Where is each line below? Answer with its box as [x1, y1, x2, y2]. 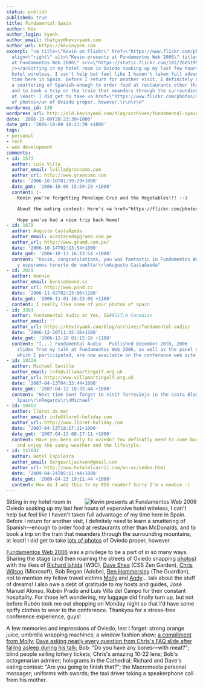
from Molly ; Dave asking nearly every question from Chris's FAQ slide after [6, 638, 192, 645]
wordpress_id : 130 [6, 104, 53, 111]
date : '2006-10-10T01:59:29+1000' [11, 178, 98, 184]
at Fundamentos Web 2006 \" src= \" [11, 59, 98, 65]
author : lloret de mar [11, 409, 69, 415]
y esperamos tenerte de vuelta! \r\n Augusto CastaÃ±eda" [17, 262, 161, 268]
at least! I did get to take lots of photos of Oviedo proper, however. [6, 537, 171, 544]
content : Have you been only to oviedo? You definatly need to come [11, 436, 188, 443]
